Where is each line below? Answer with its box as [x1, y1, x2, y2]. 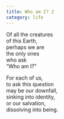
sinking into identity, [6, 93, 55, 100]
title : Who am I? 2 [6, 8, 55, 15]
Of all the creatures [6, 30, 53, 38]
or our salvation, [6, 99, 46, 106]
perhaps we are [6, 43, 44, 51]
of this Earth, [6, 37, 37, 44]
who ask [6, 56, 27, 63]
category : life [6, 14, 44, 20]
